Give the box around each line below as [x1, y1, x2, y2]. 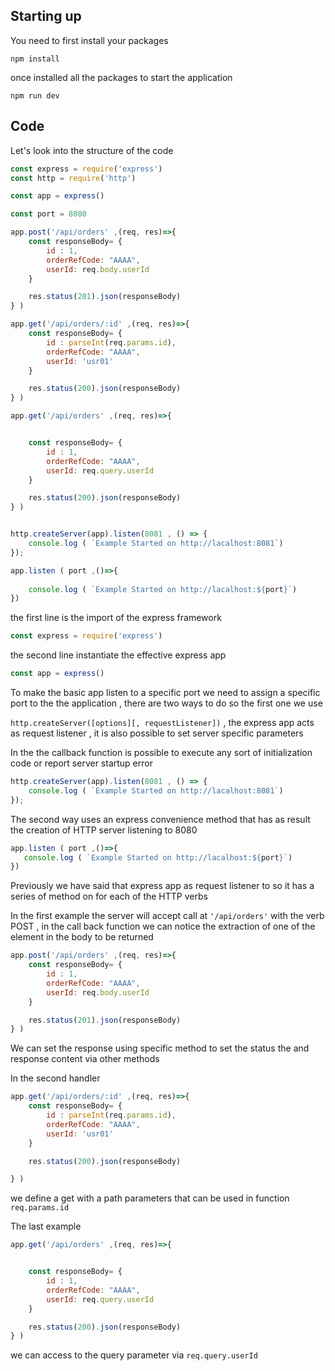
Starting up [10, 8, 82, 25]
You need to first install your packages [10, 34, 169, 46]
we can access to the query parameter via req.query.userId [10, 1349, 258, 1361]
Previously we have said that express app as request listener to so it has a [10, 880, 315, 892]
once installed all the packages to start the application [10, 71, 233, 83]
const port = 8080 [10, 209, 87, 219]
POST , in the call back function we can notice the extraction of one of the [10, 920, 316, 933]
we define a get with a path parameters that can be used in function [10, 1192, 290, 1204]
